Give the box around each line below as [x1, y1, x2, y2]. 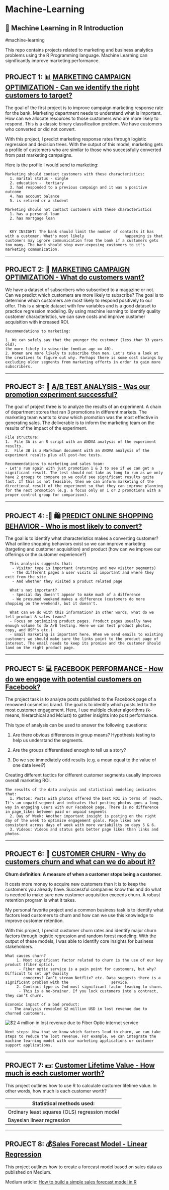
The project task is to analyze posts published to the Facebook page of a [5, 696, 156, 702]
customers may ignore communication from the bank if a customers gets [5, 238, 158, 243]
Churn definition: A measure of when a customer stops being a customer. [5, 871, 162, 877]
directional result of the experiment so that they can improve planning [5, 484, 163, 489]
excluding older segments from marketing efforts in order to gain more [5, 359, 161, 364]
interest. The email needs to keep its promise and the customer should [5, 641, 161, 646]
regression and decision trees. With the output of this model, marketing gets [5, 141, 163, 147]
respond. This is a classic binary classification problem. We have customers [5, 120, 162, 127]
